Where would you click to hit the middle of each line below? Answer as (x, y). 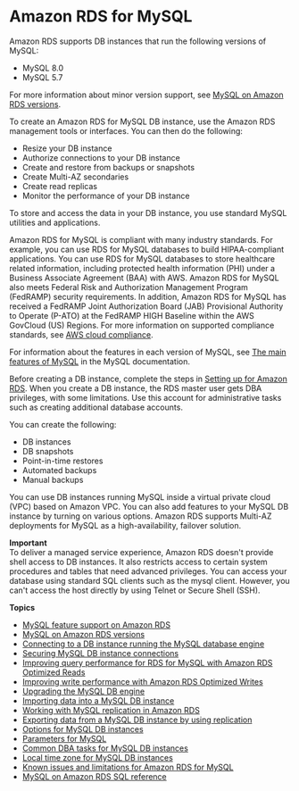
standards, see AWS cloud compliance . (81, 334)
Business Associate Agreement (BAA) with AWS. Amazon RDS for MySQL (144, 278)
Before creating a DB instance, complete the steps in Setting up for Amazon (148, 379)
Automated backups (59, 470)
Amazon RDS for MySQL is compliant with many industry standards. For (141, 239)
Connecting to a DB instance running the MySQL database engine (143, 644)
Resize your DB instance (67, 148)
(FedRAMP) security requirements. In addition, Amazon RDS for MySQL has (148, 296)
